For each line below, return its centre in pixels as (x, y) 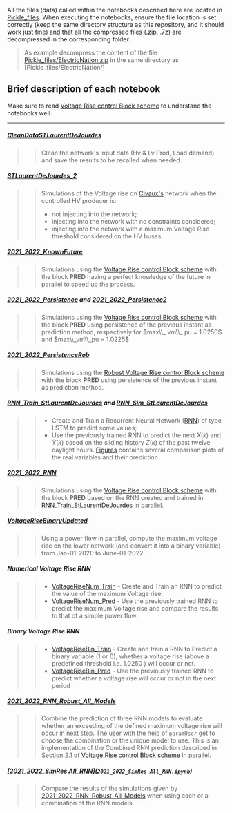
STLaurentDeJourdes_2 (42, 176)
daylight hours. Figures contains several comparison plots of (138, 450)
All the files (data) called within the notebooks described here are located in (115, 10)
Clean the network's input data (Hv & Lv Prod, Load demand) (128, 153)
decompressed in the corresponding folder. (69, 39)
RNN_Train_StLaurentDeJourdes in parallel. (103, 505)
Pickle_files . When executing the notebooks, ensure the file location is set (112, 17)
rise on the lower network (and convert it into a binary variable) (131, 546)
